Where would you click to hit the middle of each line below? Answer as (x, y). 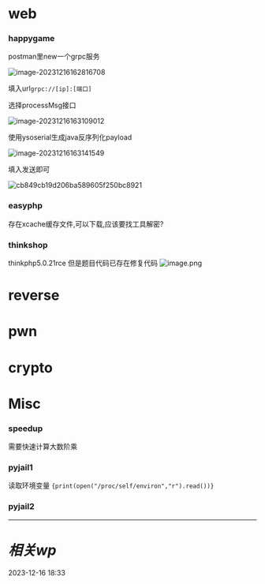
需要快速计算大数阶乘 (43, 447)
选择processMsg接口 (42, 105)
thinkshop (28, 245)
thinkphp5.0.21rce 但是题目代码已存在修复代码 (83, 263)
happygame (32, 39)
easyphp (26, 206)
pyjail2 (21, 507)
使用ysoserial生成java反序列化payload (70, 137)
